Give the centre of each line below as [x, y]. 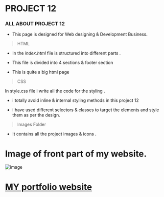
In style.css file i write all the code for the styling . [55, 91]
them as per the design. [36, 115]
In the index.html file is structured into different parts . [66, 53]
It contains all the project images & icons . [54, 134]
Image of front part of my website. [76, 154]
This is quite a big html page [41, 72]
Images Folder [32, 124]
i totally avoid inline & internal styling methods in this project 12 [75, 100]
